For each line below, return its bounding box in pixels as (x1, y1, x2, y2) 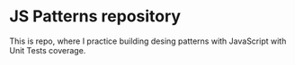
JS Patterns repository (9, 6, 182, 27)
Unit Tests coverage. (9, 45, 86, 55)
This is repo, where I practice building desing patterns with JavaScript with (9, 36, 287, 46)
